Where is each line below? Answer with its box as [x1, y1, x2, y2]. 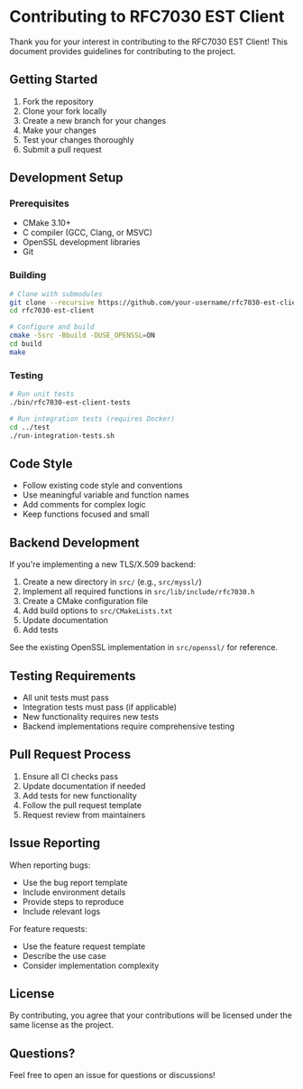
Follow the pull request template [22, 799, 142, 810]
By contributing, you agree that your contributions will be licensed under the [9, 1010, 293, 1021]
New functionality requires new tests [22, 711, 160, 721]
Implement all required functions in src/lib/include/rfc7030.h [22, 586, 255, 597]
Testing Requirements [9, 668, 136, 684]
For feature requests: [9, 923, 87, 934]
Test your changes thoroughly [22, 134, 134, 145]
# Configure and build [9, 322, 95, 331]
